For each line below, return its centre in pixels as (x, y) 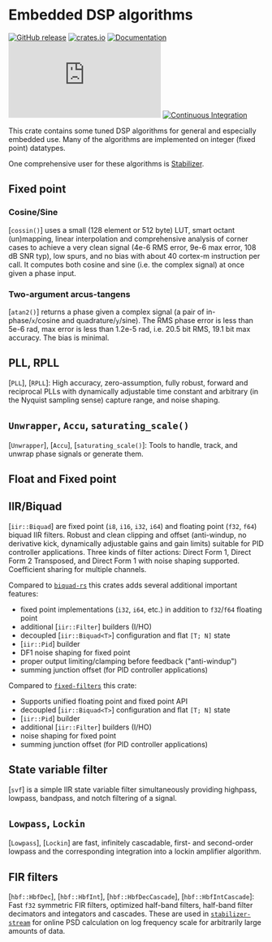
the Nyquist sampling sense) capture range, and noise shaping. (114, 400)
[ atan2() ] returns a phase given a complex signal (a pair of (106, 312)
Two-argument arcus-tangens (69, 294)
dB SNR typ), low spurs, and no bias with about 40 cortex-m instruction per (134, 256)
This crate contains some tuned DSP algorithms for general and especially (133, 131)
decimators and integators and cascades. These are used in (109, 914)
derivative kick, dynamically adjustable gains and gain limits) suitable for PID (136, 543)
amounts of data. (37, 931)
